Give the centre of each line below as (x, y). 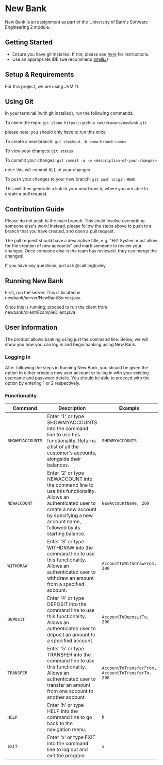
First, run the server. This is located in (43, 293)
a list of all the (63, 447)
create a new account (72, 510)
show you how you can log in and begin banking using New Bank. (71, 344)
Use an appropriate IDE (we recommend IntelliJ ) (60, 59)
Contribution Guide (35, 209)
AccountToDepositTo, (125, 617)
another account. (66, 697)
